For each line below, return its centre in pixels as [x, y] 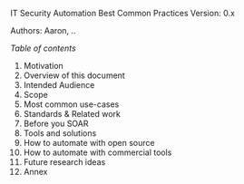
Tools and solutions [60, 133]
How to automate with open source [89, 143]
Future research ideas [64, 162]
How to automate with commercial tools [98, 152]
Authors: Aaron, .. [43, 30]
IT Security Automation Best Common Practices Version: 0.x [122, 13]
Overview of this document [74, 75]
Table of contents [43, 48]
